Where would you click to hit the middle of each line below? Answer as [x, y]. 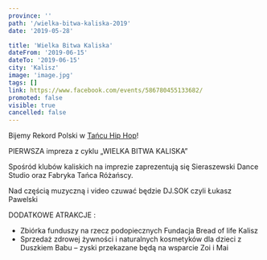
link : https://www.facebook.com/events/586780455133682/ [106, 90]
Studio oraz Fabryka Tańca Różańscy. [71, 175]
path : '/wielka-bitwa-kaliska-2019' [70, 23]
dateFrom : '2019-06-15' [48, 53]
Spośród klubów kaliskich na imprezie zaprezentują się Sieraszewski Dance [133, 167]
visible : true [32, 105]
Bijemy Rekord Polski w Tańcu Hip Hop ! [74, 136]
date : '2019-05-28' [41, 31]
